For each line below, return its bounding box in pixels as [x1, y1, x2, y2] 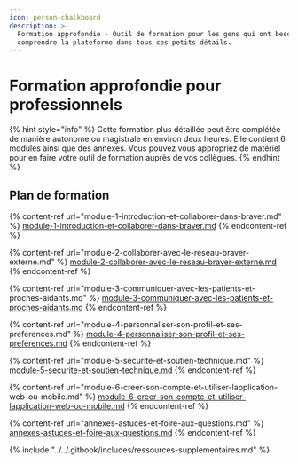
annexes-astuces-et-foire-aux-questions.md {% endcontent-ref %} [9, 428, 256, 437]
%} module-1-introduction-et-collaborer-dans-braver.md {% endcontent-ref [9, 221, 287, 231]
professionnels [9, 95, 122, 115]
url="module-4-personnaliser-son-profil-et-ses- [66, 319, 244, 329]
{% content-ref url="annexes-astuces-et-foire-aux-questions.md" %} [9, 418, 264, 429]
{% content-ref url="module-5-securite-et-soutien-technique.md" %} [9, 356, 264, 366]
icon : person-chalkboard [9, 12, 101, 22]
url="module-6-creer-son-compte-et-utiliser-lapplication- [66, 382, 278, 392]
